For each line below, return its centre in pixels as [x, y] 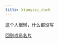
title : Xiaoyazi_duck [28, 10]
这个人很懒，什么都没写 [29, 24]
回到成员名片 [18, 35]
